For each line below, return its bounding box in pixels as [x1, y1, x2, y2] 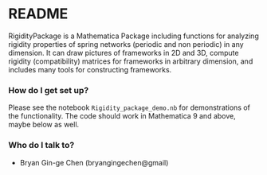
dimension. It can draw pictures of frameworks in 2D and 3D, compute [8, 48, 239, 57]
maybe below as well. [8, 120, 80, 130]
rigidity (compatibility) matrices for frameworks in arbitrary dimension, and [8, 56, 253, 66]
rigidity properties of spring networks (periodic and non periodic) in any [8, 39, 245, 49]
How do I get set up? [8, 84, 89, 95]
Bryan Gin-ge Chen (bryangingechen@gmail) [19, 157, 169, 167]
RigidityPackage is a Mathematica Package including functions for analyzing [8, 31, 259, 41]
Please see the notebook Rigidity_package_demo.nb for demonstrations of [8, 103, 251, 112]
